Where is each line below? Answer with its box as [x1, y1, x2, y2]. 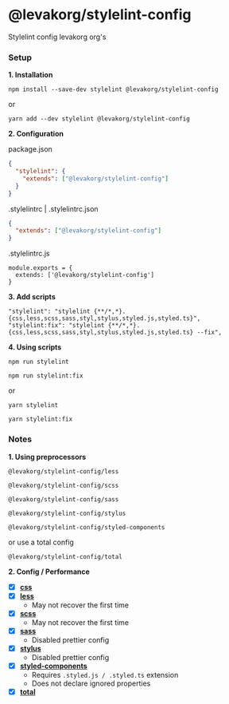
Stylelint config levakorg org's [8, 32, 107, 42]
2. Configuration [8, 129, 64, 139]
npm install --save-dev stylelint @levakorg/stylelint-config [8, 85, 219, 93]
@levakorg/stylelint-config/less [8, 467, 119, 476]
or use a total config [8, 537, 74, 547]
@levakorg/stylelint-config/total [8, 552, 123, 560]
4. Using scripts [8, 342, 62, 352]
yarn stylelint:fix [8, 415, 73, 424]
